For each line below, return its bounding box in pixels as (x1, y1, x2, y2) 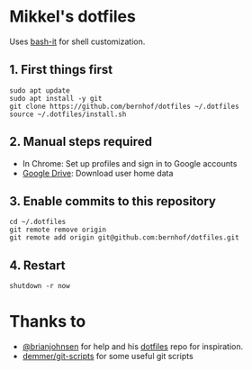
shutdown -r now (9, 282, 70, 291)
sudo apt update (9, 86, 70, 95)
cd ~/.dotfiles (9, 218, 67, 227)
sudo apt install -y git (9, 94, 103, 103)
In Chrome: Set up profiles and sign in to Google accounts (22, 158, 238, 168)
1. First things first (9, 62, 113, 77)
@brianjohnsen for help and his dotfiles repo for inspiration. (22, 341, 244, 352)
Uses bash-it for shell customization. (9, 36, 146, 47)
